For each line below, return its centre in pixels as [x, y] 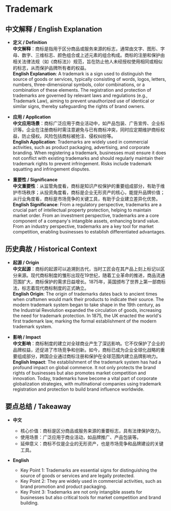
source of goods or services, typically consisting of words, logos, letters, [89, 79]
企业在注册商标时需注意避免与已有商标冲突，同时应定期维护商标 [93, 130]
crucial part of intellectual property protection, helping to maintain [82, 210]
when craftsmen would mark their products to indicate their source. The [88, 299]
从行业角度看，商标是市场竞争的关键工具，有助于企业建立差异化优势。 [87, 199]
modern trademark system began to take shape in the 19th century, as [87, 305]
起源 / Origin [26, 262]
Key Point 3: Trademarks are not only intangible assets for [81, 492]
